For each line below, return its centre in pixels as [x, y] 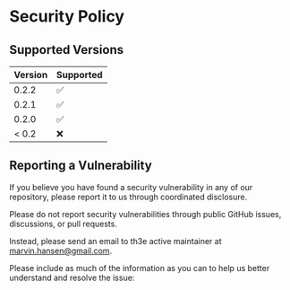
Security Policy [67, 17]
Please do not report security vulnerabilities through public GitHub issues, [145, 214]
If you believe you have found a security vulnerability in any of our [131, 187]
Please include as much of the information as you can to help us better [140, 268]
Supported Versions [66, 50]
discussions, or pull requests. [64, 224]
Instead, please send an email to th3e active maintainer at [115, 241]
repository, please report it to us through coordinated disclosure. [128, 197]
